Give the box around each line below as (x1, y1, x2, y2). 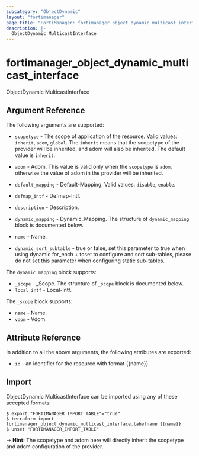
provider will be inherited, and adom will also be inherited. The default (14, 145, 185, 152)
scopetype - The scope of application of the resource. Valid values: (14, 133, 178, 140)
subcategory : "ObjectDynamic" (6, 8, 81, 15)
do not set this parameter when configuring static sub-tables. (14, 257, 165, 264)
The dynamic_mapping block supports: (6, 268, 97, 275)
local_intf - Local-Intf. (14, 286, 72, 293)
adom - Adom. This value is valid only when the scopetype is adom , (14, 163, 172, 170)
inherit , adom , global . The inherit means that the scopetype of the (14, 139, 179, 146)
